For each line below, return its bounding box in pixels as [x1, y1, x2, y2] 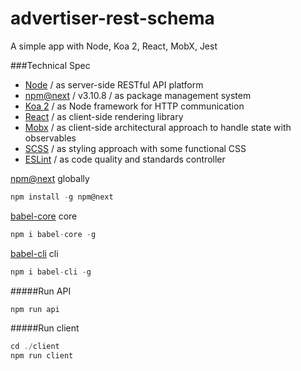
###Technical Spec [10, 59, 91, 71]
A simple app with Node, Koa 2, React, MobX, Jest [10, 40, 218, 52]
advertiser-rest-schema [10, 7, 215, 30]
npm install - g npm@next [10, 192, 114, 202]
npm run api [10, 304, 60, 314]
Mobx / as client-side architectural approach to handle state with [24, 121, 292, 133]
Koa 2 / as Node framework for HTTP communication [24, 100, 245, 112]
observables [24, 132, 77, 144]
